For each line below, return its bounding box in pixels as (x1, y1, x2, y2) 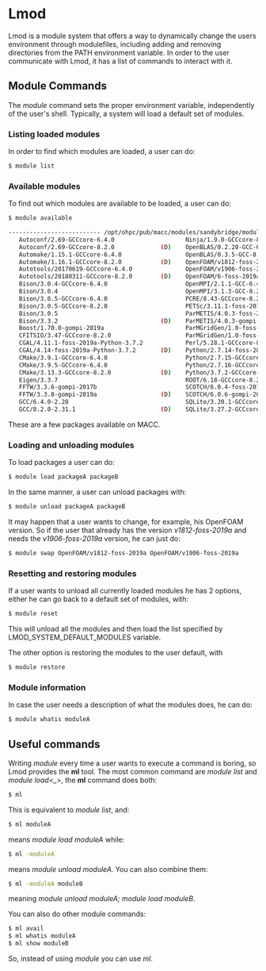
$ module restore (8, 663, 66, 671)
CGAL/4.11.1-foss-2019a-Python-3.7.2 (18, 339, 144, 347)
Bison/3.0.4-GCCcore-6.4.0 (18, 280, 108, 288)
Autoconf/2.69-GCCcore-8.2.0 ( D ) (18, 243, 172, 251)
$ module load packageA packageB (8, 473, 119, 481)
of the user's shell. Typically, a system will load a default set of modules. (8, 109, 245, 118)
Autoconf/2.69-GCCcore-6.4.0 (18, 236, 115, 244)
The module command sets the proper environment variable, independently (8, 100, 255, 109)
